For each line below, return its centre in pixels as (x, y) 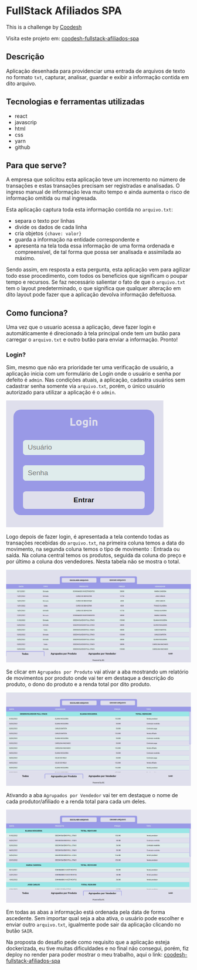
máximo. (25, 258)
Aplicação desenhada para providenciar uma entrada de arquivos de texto (96, 71)
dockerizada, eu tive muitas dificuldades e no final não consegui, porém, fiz (98, 948)
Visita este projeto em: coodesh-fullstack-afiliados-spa (73, 38)
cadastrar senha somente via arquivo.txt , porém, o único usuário (86, 386)
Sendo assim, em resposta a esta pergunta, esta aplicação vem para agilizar (98, 270)
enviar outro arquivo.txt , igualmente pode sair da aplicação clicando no (94, 924)
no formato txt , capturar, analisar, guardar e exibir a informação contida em (98, 77)
